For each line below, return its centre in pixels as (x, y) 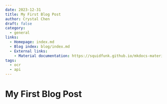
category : (15, 28)
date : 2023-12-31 (23, 10)
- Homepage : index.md (32, 42)
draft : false (19, 24)
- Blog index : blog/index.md (40, 47)
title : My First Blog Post (33, 14)
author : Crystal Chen (28, 19)
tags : (11, 60)
